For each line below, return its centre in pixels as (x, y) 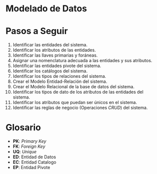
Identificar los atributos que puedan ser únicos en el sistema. (75, 103)
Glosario (23, 127)
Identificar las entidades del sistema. (50, 45)
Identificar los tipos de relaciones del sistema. (59, 76)
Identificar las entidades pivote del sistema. (57, 66)
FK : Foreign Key (29, 146)
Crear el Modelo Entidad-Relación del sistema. (60, 81)
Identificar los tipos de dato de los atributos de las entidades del (78, 92)
